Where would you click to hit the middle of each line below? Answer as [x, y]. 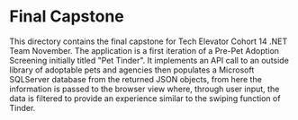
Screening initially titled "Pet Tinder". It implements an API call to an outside [149, 60]
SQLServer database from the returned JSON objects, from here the [136, 79]
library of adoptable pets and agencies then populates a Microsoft [132, 70]
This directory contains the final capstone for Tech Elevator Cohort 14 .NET [149, 41]
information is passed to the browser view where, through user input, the [144, 89]
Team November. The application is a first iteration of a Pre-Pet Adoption [144, 50]
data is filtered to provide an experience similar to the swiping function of [145, 98]
